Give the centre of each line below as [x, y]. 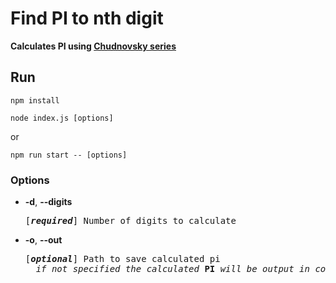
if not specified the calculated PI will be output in [172, 269]
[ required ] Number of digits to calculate [130, 221]
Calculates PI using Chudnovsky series [93, 46]
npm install [35, 100]
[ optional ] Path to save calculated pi [122, 259]
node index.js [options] [62, 118]
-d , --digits [48, 202]
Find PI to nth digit [87, 18]
